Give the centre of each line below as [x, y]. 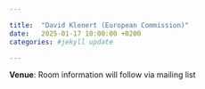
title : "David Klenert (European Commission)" [99, 25]
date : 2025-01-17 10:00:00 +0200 [75, 33]
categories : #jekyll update [61, 42]
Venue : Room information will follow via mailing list [102, 75]
